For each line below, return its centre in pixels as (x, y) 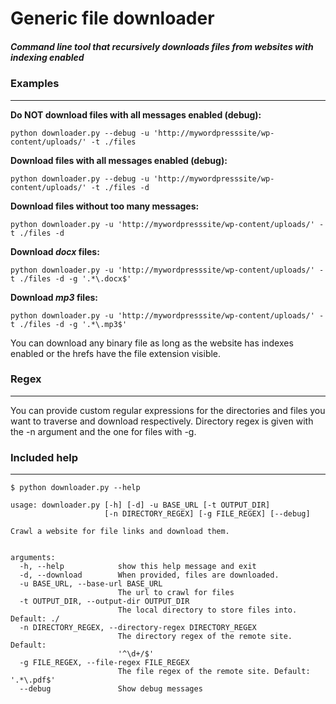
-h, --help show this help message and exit (138, 567)
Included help (44, 457)
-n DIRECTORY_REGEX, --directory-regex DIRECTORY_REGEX (138, 628)
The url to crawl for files (176, 593)
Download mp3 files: (54, 297)
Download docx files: (55, 251)
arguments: (33, 558)
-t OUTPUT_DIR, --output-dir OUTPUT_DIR (104, 602)
